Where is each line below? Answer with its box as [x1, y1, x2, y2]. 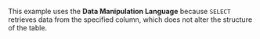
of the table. [8, 23, 48, 32]
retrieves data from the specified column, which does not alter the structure [8, 15, 253, 24]
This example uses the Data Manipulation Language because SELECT [8, 7, 231, 16]
